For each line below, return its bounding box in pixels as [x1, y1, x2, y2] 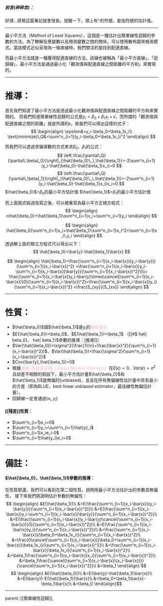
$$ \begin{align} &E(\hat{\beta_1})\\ [6, 501, 77, 507]
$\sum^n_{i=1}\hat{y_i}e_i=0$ [12, 435, 71, 441]
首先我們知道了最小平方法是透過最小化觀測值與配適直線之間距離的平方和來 [5, 107, 154, 113]
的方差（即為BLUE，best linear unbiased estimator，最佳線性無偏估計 [12, 383, 152, 389]
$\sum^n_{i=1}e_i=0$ [12, 419, 55, 425]
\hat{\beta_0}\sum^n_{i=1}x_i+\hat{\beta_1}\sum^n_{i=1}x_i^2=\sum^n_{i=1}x [5, 227, 158, 233]
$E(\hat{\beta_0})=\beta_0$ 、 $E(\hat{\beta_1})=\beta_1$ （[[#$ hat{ [12, 331, 147, 337]
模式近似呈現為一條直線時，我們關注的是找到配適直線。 [21, 44, 132, 51]
